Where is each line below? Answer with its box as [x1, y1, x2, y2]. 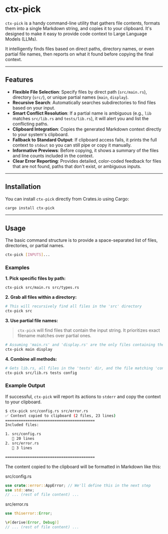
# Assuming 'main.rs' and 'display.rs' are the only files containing [5, 342, 155, 347]
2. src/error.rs [5, 441, 39, 446]
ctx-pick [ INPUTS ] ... [5, 252, 50, 257]
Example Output [5, 382, 45, 389]
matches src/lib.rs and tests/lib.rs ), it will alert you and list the [12, 115, 149, 121]
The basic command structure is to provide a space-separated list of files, [5, 237, 158, 243]
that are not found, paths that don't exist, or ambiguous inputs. [12, 163, 141, 169]
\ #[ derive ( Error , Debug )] [5, 520, 59, 525]
